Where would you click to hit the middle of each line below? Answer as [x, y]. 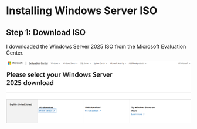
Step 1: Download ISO [46, 33]
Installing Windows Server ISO [82, 11]
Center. [15, 53]
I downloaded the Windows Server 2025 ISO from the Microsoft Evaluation [96, 46]
